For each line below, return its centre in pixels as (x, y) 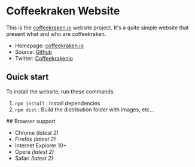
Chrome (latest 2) (36, 132)
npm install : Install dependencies (57, 103)
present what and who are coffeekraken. (56, 34)
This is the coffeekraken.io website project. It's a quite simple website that (97, 28)
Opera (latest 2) (34, 151)
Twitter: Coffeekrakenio (44, 58)
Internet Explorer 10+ (41, 145)
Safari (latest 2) (34, 158)
